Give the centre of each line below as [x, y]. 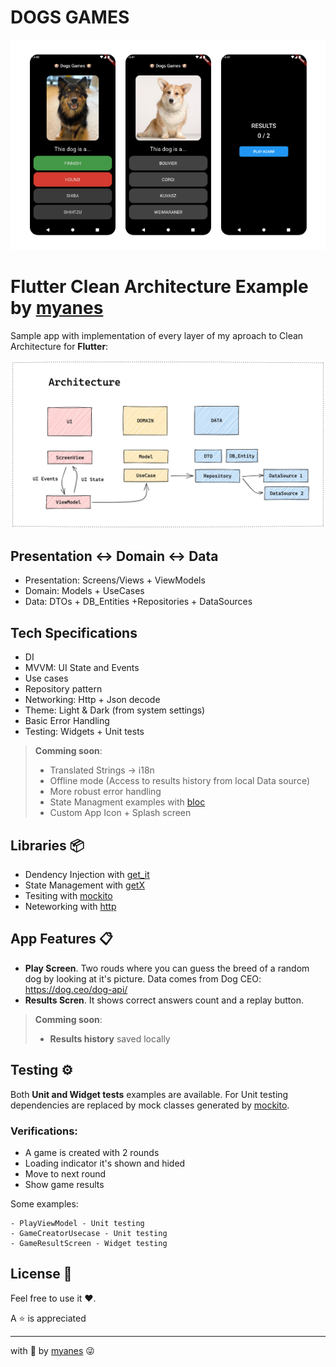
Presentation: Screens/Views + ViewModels [115, 580]
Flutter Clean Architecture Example [159, 287]
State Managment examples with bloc [127, 802]
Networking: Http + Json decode [92, 700]
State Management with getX [84, 885]
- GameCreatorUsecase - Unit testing [89, 1233]
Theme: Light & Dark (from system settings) [115, 710]
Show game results [64, 1184]
